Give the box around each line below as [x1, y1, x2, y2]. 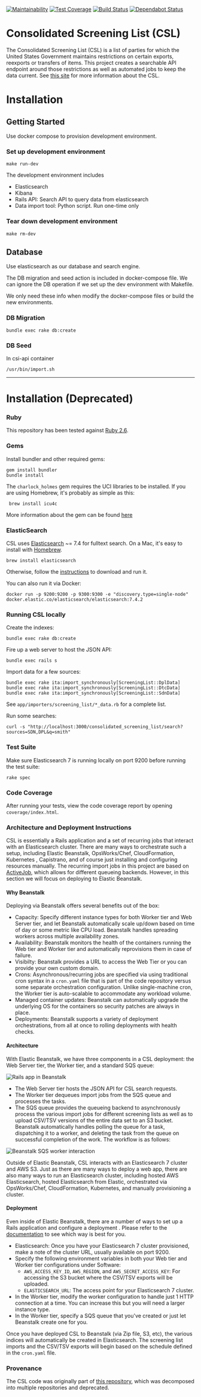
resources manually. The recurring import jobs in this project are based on [6, 862, 190, 869]
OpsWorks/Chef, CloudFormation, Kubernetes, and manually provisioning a [6, 1184, 191, 1192]
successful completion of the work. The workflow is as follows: [14, 1135, 170, 1143]
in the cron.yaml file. [6, 1349, 57, 1356]
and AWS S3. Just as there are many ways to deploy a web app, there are [6, 1165, 187, 1172]
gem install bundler [6, 467, 58, 473]
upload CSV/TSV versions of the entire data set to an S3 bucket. [14, 1117, 173, 1124]
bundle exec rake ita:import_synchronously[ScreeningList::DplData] [6, 680, 181, 686]
